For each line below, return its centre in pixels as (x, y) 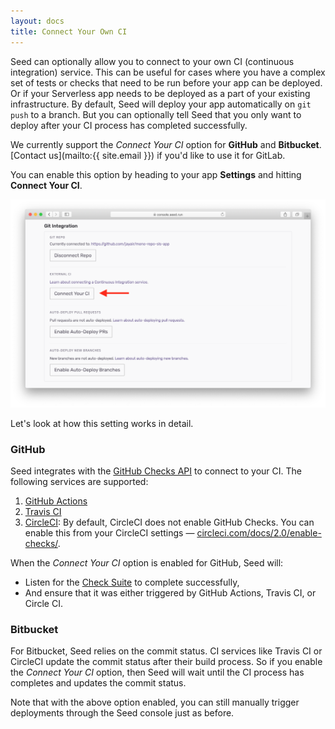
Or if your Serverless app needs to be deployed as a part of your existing (160, 93)
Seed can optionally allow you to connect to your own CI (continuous (152, 61)
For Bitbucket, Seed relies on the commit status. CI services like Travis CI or (166, 651)
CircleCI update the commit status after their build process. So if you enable (166, 662)
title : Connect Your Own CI (69, 31)
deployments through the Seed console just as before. (122, 713)
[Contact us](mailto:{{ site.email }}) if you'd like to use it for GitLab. (148, 155)
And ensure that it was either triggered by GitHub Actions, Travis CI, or (170, 593)
